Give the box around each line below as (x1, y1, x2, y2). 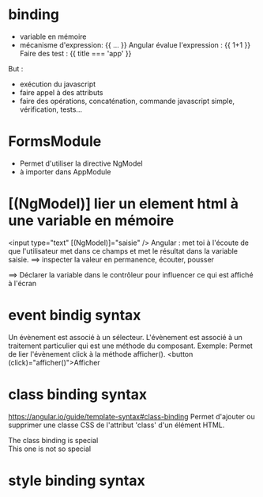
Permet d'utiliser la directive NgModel (19, 159, 144, 168)
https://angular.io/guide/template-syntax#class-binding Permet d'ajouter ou (8, 411, 255, 421)
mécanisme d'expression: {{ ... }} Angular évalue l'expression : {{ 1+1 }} (19, 40, 251, 49)
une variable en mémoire (8, 212, 175, 230)
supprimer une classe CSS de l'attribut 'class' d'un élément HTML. (8, 420, 225, 430)
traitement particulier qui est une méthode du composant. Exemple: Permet (8, 341, 253, 350)
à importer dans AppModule (19, 166, 111, 176)
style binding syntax (8, 472, 145, 489)
